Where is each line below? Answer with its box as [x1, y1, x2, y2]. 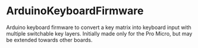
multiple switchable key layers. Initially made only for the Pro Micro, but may [6, 30, 193, 37]
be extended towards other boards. [6, 36, 93, 43]
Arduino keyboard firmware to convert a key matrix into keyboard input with [6, 24, 191, 31]
